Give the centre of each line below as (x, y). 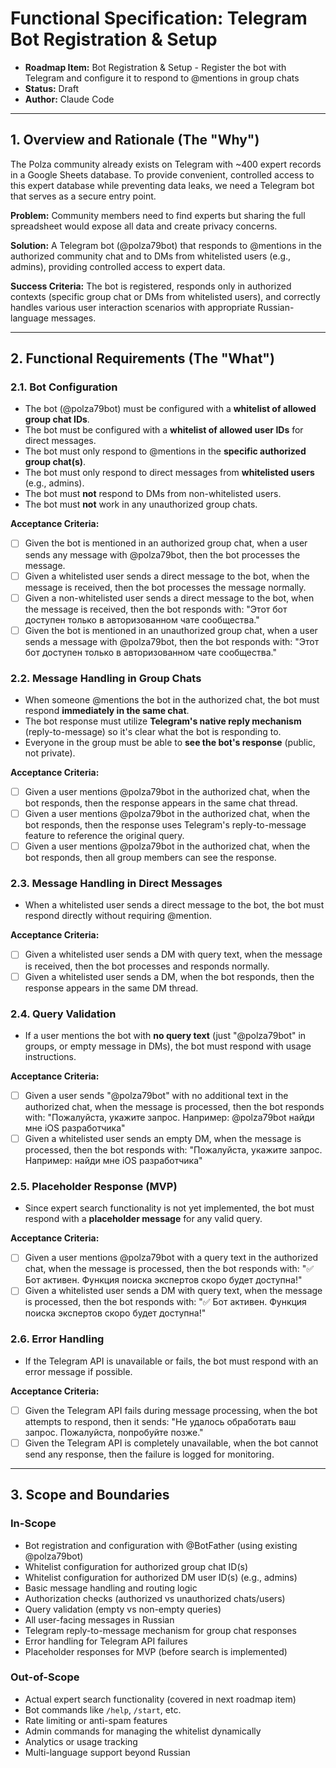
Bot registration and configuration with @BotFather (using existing (161, 1545)
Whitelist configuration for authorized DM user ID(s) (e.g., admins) (161, 1577)
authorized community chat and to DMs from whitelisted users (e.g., (151, 256)
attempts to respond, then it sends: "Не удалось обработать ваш (160, 1421)
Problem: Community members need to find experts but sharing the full (158, 215)
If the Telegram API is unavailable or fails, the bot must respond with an (171, 1361)
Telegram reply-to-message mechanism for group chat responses (160, 1630)
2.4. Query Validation (63, 1014)
